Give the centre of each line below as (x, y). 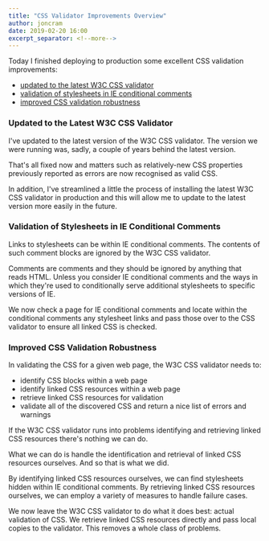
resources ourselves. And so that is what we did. (89, 463)
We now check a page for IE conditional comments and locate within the (128, 309)
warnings (35, 415)
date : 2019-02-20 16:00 (48, 31)
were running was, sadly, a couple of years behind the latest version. (122, 149)
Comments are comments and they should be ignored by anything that (125, 268)
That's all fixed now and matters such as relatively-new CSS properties (126, 165)
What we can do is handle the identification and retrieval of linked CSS (125, 454)
